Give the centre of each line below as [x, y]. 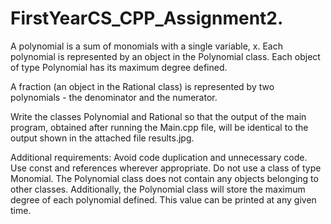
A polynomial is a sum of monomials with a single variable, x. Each [147, 46]
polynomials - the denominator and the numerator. [114, 97]
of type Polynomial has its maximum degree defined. [119, 67]
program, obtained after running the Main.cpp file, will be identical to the [159, 127]
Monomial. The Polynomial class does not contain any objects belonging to [164, 178]
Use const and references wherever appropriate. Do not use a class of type [166, 168]
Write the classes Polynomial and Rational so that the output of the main [158, 116]
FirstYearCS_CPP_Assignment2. [147, 18]
